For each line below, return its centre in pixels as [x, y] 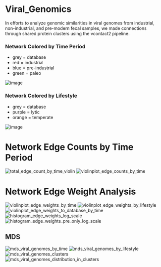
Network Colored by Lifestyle [41, 96]
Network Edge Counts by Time [69, 147]
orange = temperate [33, 117]
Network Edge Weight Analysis [71, 192]
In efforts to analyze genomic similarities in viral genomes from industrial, [80, 23]
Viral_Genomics [38, 9]
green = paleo [27, 73]
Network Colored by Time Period [45, 46]
